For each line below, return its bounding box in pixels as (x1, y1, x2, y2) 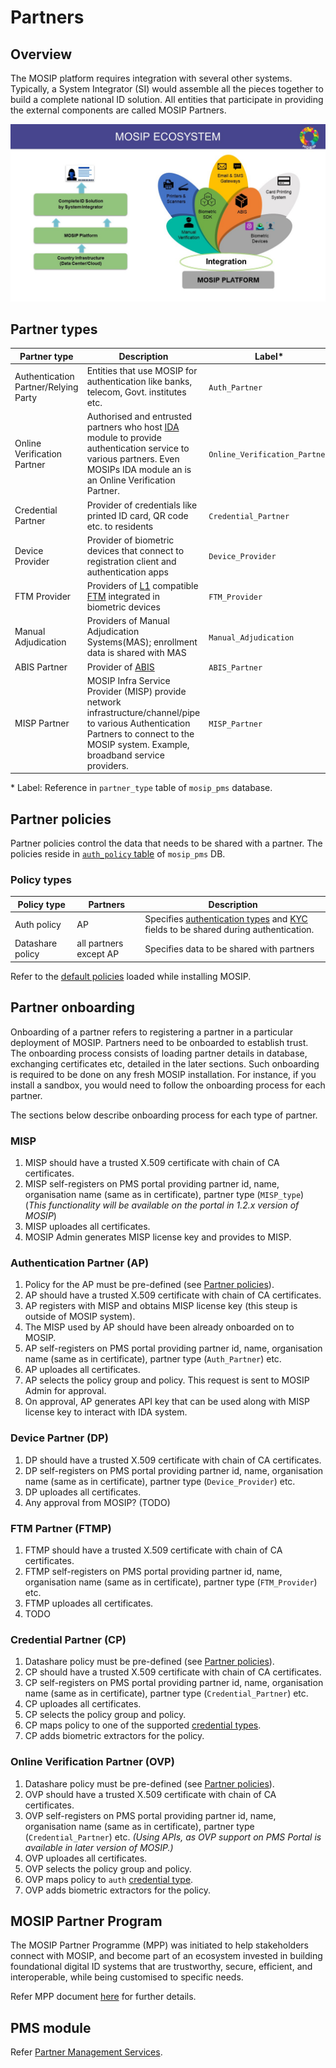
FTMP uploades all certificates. (24, 1597, 154, 1609)
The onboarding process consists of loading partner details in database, (10, 1047, 308, 1059)
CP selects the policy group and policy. (24, 1709, 187, 1721)
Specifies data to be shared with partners (144, 942, 315, 955)
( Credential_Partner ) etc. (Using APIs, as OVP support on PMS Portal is (24, 1831, 322, 1843)
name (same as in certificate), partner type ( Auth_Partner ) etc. (24, 1353, 282, 1365)
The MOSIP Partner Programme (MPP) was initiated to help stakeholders (10, 1939, 309, 1951)
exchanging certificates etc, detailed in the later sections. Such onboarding (10, 1057, 320, 1070)
